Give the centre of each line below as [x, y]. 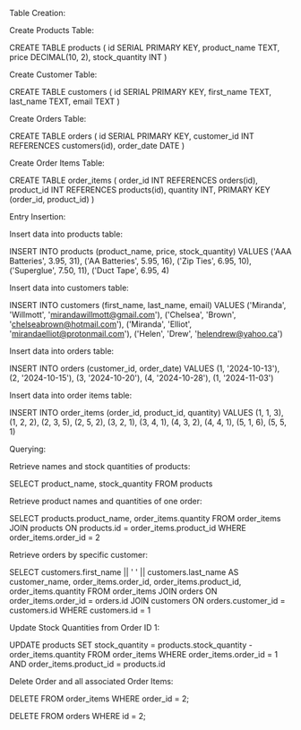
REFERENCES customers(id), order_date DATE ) [97, 146]
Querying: [28, 449]
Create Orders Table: [48, 119]
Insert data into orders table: [62, 351]
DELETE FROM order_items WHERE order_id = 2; [99, 699]
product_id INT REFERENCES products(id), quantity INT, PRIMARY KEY [140, 190]
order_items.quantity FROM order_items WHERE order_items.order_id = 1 [144, 654]
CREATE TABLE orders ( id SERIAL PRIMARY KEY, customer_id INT [132, 136]
